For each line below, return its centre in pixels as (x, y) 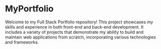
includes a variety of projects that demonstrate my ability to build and (74, 32)
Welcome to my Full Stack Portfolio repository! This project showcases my (79, 22)
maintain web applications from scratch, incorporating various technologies (80, 37)
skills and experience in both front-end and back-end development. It (74, 27)
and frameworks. (22, 42)
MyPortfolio (29, 9)
